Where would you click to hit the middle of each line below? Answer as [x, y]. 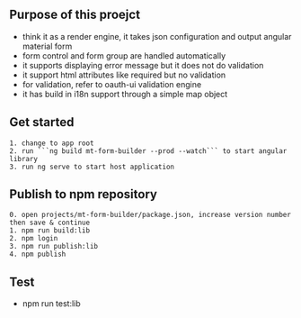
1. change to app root [52, 143]
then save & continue [50, 223]
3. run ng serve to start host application [92, 167]
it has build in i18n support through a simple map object [125, 94]
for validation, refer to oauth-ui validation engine [112, 84]
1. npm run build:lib [50, 231]
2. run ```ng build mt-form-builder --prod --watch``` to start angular [148, 151]
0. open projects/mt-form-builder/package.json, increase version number [150, 215]
